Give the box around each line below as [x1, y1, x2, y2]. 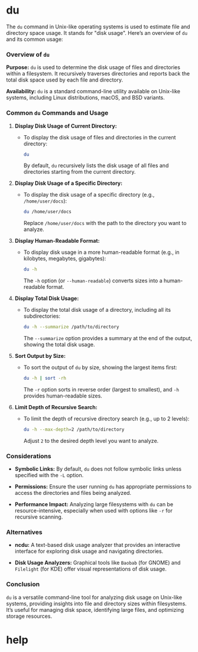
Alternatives [6, 528, 43, 536]
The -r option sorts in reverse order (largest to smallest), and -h [23, 386, 179, 393]
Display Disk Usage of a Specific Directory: [14, 180, 123, 187]
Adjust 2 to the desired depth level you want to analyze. [23, 437, 159, 444]
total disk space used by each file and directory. [6, 76, 124, 83]
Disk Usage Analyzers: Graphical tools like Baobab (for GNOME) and [14, 559, 181, 566]
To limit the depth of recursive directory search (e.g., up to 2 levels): [23, 415, 190, 422]
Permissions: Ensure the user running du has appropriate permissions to [14, 483, 192, 490]
